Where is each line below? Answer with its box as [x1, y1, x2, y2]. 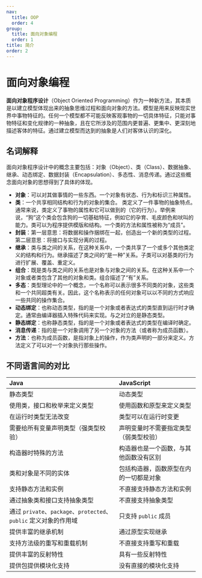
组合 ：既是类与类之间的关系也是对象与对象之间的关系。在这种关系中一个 [14, 266, 194, 274]
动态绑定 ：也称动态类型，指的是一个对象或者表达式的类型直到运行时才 [14, 304, 189, 311]
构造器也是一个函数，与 [118, 444, 185, 453]
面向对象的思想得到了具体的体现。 [11, 178, 96, 185]
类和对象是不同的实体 [9, 469, 70, 478]
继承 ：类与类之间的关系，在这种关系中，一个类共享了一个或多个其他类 [14, 244, 189, 251]
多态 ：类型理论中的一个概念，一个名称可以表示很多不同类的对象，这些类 [14, 281, 194, 289]
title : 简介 [6, 43, 34, 49]
